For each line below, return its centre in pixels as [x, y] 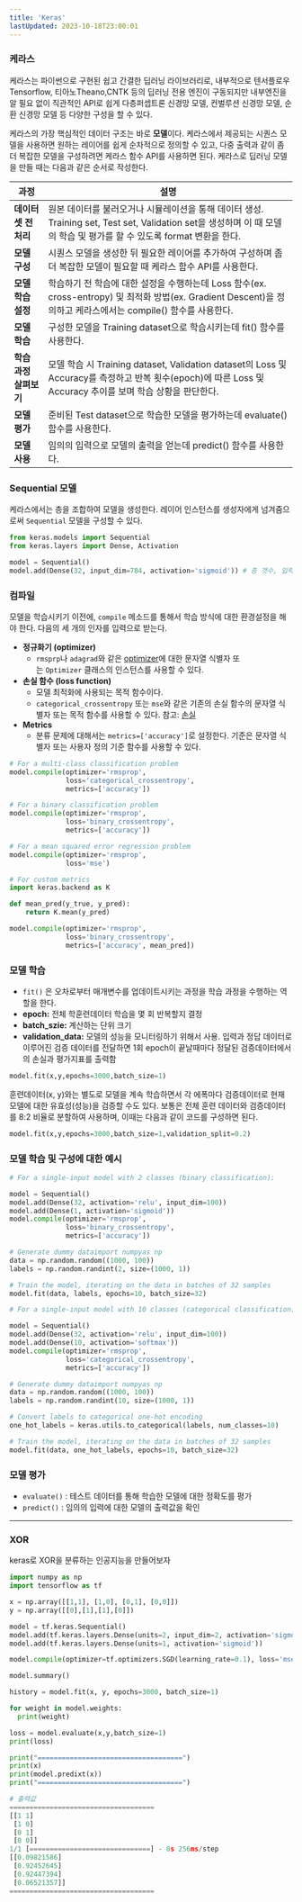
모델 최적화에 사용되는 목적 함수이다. [99, 692]
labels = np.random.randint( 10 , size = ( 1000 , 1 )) [102, 1401]
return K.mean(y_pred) [68, 913]
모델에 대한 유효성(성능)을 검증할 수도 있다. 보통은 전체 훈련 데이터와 [129, 1105]
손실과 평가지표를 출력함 [74, 1059]
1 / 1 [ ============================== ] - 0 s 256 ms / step [114, 1849]
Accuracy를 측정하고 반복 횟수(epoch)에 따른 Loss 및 [156, 377]
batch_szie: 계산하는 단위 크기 [77, 1025]
